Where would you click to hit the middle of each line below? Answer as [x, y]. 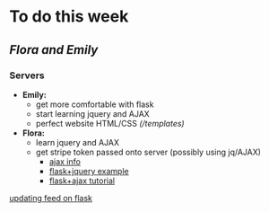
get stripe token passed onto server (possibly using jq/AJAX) [148, 152]
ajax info [65, 161]
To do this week [69, 17]
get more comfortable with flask [95, 104]
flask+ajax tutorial [82, 181]
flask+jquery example [89, 171]
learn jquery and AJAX [77, 142]
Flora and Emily [54, 50]
